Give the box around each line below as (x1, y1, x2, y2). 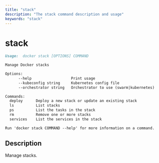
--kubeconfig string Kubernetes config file (18, 81, 120, 85)
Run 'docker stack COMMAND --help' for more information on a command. (5, 126, 155, 131)
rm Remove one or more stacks (9, 112, 91, 117)
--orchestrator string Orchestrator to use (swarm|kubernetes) (18, 85, 155, 90)
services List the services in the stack (9, 116, 102, 122)
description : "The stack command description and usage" (5, 12, 124, 17)
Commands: (5, 94, 26, 99)
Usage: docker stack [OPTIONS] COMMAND (5, 54, 89, 59)
